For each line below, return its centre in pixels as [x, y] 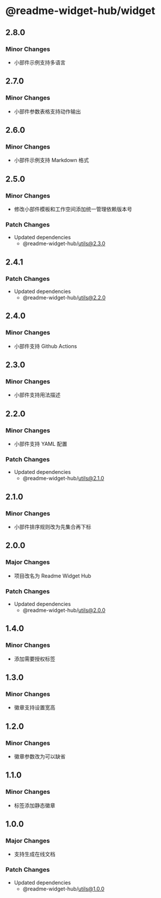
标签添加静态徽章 [35, 805]
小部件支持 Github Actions [45, 346]
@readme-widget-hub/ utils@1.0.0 [64, 889]
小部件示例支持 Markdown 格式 [51, 160]
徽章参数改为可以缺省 [40, 756]
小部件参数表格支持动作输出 [47, 111]
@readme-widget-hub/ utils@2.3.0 [64, 243]
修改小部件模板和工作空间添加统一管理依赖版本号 [73, 209]
